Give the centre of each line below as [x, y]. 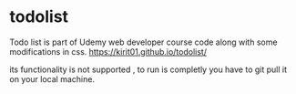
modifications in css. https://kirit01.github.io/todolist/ [108, 51]
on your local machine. [52, 78]
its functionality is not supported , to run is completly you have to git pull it [148, 69]
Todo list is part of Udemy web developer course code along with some [143, 42]
